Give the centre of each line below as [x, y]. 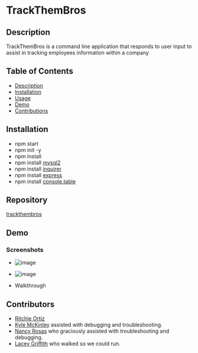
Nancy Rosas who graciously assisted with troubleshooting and [92, 331]
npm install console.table [45, 181]
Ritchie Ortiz [30, 318]
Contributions [31, 111]
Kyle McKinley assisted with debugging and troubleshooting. [88, 325]
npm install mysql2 [38, 162]
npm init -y [28, 150]
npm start [26, 143]
